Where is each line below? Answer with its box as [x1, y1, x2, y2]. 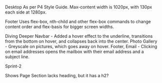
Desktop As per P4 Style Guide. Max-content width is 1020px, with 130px [5, 4, 152, 10]
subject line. [5, 54, 30, 60]
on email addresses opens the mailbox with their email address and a [5, 49, 144, 54]
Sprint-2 [5, 63, 22, 69]
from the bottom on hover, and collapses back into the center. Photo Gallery [5, 38, 158, 44]
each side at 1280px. [5, 9, 47, 15]
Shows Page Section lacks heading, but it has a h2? [5, 73, 109, 78]
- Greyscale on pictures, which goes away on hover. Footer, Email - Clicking [5, 44, 158, 49]
